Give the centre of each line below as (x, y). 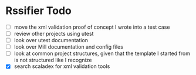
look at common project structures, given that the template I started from (102, 53)
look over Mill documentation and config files (69, 47)
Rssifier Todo (38, 11)
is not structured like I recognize (53, 60)
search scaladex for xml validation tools (62, 66)
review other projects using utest (54, 34)
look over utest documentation (51, 40)
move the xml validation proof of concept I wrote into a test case (92, 27)
